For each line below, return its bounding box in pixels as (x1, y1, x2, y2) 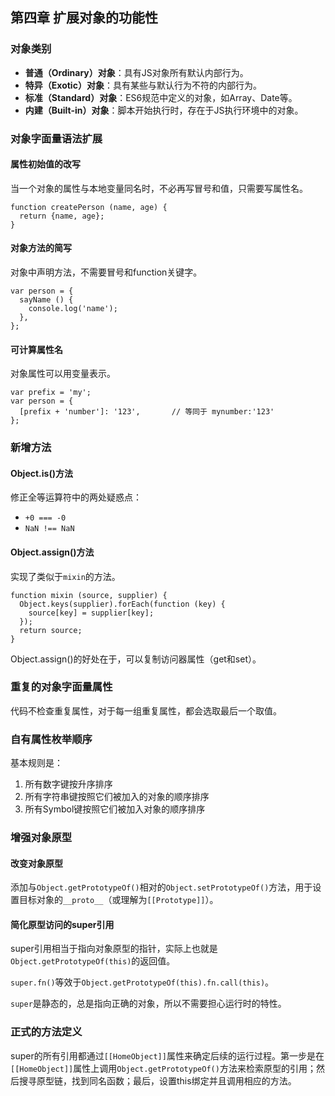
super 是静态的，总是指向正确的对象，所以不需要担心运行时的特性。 (10, 998, 287, 1010)
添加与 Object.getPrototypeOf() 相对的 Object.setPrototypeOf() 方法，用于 (10, 881, 313, 893)
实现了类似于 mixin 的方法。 (10, 570, 121, 582)
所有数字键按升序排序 (24, 778, 113, 790)
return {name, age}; (19, 211, 105, 221)
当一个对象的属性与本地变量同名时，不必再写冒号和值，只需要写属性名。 (10, 182, 308, 194)
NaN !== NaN (24, 524, 75, 534)
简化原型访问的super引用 (10, 918, 115, 930)
